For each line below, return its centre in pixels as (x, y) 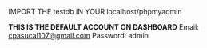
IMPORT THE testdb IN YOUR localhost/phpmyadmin (95, 12)
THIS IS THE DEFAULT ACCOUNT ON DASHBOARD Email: (104, 27)
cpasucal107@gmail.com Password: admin (79, 36)
